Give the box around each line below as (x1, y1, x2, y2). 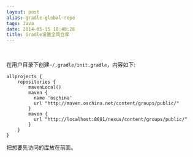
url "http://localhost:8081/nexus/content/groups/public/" (33, 117, 188, 123)
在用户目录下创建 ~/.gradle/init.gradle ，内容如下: (6, 61, 136, 68)
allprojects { (6, 74, 43, 80)
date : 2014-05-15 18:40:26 (6, 26, 75, 32)
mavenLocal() (28, 84, 62, 90)
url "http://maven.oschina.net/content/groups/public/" (33, 100, 180, 107)
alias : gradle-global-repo (6, 15, 75, 21)
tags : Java (6, 20, 34, 26)
